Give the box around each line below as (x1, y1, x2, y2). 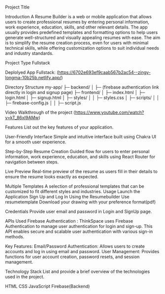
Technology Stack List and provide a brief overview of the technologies (5, 268, 150, 274)
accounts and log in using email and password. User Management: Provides (5, 249, 160, 254)
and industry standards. (5, 50, 54, 56)
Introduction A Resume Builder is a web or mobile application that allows (5, 14, 152, 19)
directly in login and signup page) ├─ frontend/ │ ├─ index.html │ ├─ (5, 90, 145, 95)
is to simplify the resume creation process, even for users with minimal (5, 40, 149, 46)
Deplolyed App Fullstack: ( (5, 69, 59, 75)
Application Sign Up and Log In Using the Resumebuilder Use (5, 194, 130, 199)
